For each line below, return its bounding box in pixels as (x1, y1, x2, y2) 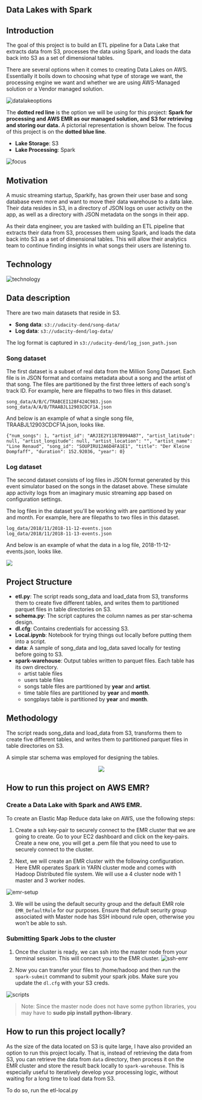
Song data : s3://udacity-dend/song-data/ (14, 321, 121, 328)
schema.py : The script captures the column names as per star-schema (14, 612, 193, 620)
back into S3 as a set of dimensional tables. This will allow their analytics (6, 235, 187, 243)
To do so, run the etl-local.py (6, 1086, 78, 1094)
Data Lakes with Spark (6, 5, 92, 15)
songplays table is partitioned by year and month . (24, 696, 149, 703)
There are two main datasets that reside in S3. (6, 309, 121, 316)
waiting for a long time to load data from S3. (6, 1075, 116, 1082)
